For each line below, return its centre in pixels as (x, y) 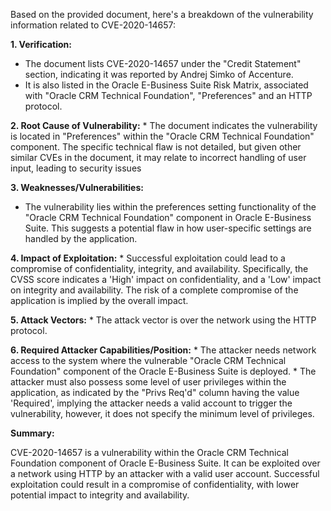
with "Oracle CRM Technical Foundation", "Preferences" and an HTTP (168, 95)
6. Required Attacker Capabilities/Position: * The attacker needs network (163, 350)
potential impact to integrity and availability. (100, 495)
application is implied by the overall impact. (99, 300)
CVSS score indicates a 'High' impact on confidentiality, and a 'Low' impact (166, 279)
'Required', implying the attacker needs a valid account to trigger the (151, 403)
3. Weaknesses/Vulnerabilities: (77, 187)
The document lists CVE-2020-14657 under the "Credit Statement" (163, 63)
